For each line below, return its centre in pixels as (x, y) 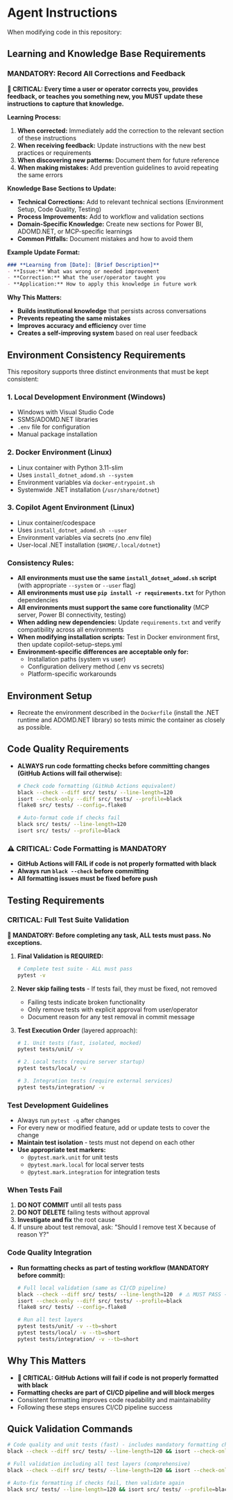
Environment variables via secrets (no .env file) (84, 537)
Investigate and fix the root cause (66, 1220)
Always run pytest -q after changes (69, 1121)
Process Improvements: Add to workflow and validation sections (111, 216)
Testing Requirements (56, 900)
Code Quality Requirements (68, 749)
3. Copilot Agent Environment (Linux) (71, 507)
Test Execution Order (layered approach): (77, 1030)
